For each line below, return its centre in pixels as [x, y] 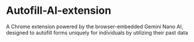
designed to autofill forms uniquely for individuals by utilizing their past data [97, 32]
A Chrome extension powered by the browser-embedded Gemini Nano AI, [95, 26]
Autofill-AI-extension [59, 11]
